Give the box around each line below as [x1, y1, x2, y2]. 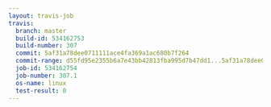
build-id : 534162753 [15, 34, 85, 43]
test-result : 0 [15, 86, 67, 95]
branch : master [15, 27, 67, 35]
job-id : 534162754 [15, 64, 78, 72]
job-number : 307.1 [15, 72, 78, 80]
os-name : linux [15, 79, 67, 87]
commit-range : [15, 57, 63, 65]
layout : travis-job [8, 11, 74, 20]
